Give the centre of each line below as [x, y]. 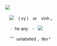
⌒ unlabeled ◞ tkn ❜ [30, 39]
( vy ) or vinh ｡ [36, 18]
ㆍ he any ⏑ [22, 29]
